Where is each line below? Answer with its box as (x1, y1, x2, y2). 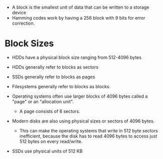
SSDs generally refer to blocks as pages (12, 74, 95, 80)
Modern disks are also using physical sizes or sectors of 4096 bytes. (12, 118, 155, 124)
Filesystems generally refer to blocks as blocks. (12, 83, 111, 89)
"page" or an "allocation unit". (12, 98, 74, 104)
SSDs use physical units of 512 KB (12, 148, 83, 154)
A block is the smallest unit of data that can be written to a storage (12, 5, 149, 10)
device (12, 10, 26, 16)
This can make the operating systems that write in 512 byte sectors (19, 127, 158, 133)
